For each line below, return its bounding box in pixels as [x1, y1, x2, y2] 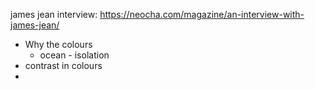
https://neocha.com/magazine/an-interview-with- [99, 9, 305, 20]
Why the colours [24, 39, 93, 50]
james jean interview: [10, 9, 98, 20]
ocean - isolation [39, 49, 110, 61]
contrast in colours [24, 60, 103, 71]
